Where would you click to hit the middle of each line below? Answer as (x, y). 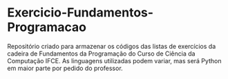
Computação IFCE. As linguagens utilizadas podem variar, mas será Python (114, 60)
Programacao (47, 27)
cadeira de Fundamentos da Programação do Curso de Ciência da (101, 54)
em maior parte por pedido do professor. (65, 68)
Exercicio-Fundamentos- (80, 13)
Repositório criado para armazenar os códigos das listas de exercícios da (112, 46)
